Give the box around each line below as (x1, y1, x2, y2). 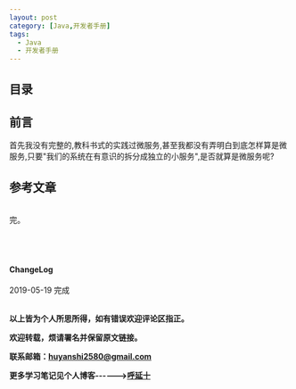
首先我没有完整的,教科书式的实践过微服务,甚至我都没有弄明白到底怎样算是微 (9, 140, 288, 151)
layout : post (9, 12, 58, 22)
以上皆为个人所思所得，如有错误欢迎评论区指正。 (9, 313, 189, 324)
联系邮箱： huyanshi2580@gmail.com (9, 352, 152, 362)
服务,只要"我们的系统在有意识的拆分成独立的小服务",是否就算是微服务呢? (9, 151, 275, 161)
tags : (9, 29, 29, 38)
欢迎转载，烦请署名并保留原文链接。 (9, 332, 143, 343)
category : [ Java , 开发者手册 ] (9, 21, 111, 30)
